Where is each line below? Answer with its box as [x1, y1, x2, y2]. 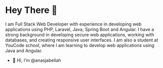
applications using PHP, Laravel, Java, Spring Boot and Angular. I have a [5, 26, 154, 32]
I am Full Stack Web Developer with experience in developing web [5, 21, 142, 27]
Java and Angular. [5, 47, 43, 53]
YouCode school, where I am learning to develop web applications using [5, 42, 154, 48]
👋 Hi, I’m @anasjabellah [12, 57, 61, 63]
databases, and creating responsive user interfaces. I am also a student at [5, 37, 158, 43]
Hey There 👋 [5, 4, 58, 16]
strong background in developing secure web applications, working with [5, 31, 154, 37]
